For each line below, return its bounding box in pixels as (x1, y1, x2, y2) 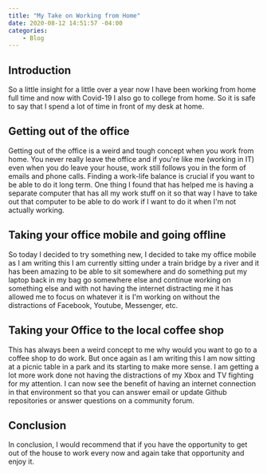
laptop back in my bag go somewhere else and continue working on (8, 275, 231, 284)
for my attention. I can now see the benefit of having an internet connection (8, 378, 257, 388)
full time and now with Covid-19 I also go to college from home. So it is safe (8, 93, 256, 103)
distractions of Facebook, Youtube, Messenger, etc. (8, 300, 178, 310)
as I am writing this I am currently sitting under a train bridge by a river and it (8, 258, 260, 267)
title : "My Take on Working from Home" (8, 11, 141, 20)
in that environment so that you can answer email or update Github (8, 387, 227, 397)
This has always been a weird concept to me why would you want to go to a (8, 345, 257, 354)
